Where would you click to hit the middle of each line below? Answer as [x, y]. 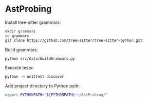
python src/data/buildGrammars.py [40, 59]
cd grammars [17, 36]
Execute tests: [19, 68]
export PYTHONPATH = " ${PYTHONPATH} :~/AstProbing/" [56, 95]
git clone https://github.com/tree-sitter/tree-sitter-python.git [74, 40]
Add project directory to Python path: [42, 86]
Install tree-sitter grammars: [33, 22]
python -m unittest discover [35, 77]
